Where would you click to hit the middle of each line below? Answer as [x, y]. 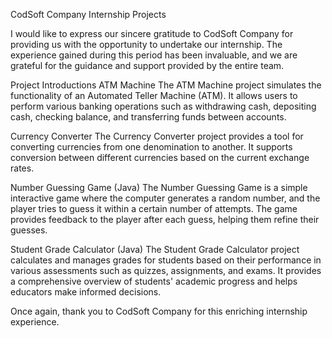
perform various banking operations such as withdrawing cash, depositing [163, 106]
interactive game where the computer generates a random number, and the [165, 198]
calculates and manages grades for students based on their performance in [166, 260]
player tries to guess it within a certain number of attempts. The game [154, 208]
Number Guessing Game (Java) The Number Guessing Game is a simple [159, 187]
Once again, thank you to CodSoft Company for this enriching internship [159, 311]
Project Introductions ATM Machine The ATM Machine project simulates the [166, 85]
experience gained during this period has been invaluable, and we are [154, 55]
